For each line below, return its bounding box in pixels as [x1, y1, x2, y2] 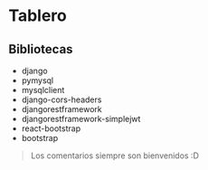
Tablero [8, 5, 67, 26]
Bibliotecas [8, 42, 73, 57]
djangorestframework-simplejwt [21, 114, 141, 124]
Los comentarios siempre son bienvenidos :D [30, 150, 200, 161]
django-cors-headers [21, 94, 102, 105]
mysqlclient [21, 85, 65, 95]
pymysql [21, 75, 54, 86]
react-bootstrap [21, 123, 81, 134]
